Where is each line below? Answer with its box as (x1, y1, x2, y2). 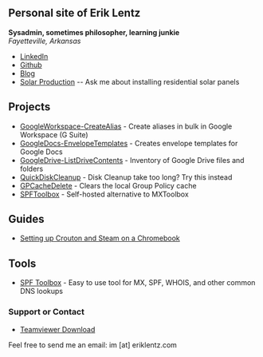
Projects (8, 100, 51, 114)
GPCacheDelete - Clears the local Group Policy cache (19, 180, 197, 190)
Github (19, 60, 42, 69)
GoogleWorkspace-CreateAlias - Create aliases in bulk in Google (19, 121, 233, 131)
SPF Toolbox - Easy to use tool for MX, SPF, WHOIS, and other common (19, 278, 256, 288)
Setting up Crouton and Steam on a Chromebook (19, 233, 181, 243)
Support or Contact (8, 307, 85, 318)
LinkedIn (19, 51, 49, 61)
